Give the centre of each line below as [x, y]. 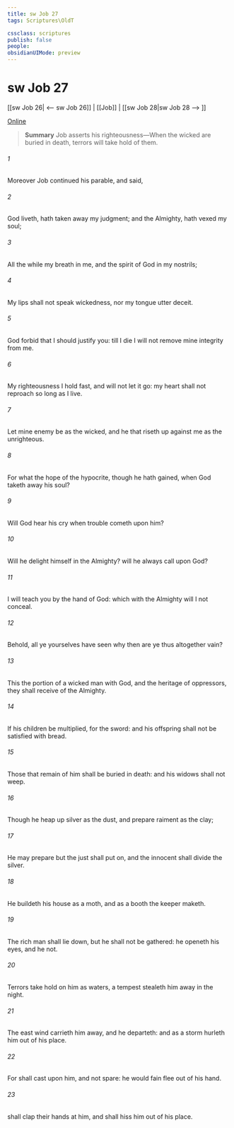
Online [17, 121]
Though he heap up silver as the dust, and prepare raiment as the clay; [111, 820]
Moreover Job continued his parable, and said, [75, 180]
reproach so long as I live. [45, 394]
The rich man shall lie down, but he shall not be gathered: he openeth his [113, 941]
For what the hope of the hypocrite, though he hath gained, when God [109, 477]
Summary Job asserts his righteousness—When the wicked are [118, 134]
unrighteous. [26, 439]
